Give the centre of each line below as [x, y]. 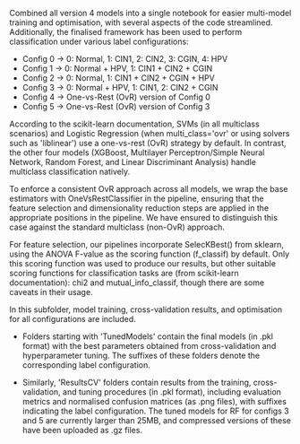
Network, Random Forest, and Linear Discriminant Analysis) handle [133, 162]
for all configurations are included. [73, 319]
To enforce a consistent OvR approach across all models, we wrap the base [149, 189]
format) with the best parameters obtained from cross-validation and [149, 346]
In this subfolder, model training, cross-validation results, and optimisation [146, 309]
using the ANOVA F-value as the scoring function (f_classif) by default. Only [150, 254]
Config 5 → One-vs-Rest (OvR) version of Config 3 [116, 106]
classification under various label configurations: [99, 41]
